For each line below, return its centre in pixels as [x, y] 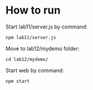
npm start [18, 81]
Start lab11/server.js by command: [46, 27]
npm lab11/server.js [31, 37]
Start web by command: [35, 70]
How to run [33, 10]
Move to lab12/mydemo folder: [43, 49]
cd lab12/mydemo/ [27, 59]
